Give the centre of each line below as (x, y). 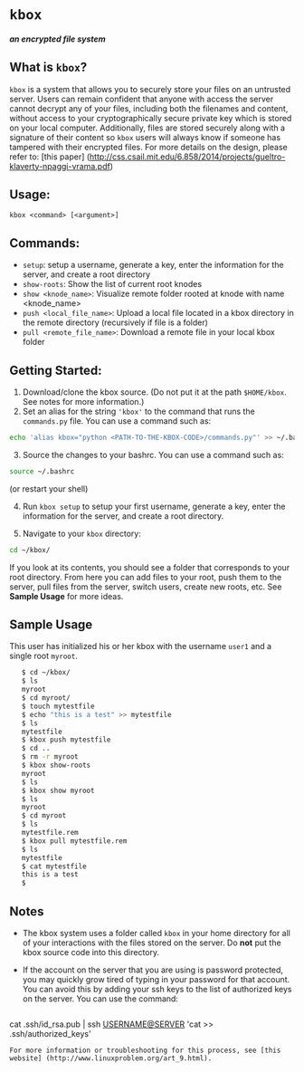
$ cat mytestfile (54, 866)
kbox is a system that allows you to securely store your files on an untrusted (150, 89)
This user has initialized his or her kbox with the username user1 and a (141, 646)
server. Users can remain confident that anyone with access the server (142, 99)
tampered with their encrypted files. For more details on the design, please (148, 147)
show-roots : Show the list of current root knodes (112, 284)
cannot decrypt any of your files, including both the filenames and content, (149, 108)
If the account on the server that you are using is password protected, (152, 970)
